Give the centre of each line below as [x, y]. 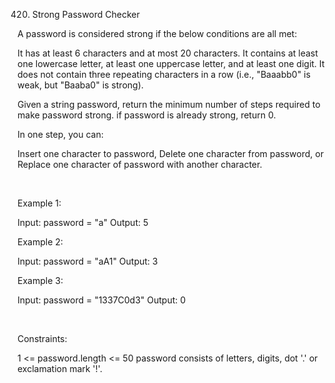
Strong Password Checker [85, 14]
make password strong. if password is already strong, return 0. [147, 115]
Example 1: [39, 203]
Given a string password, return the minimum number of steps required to [169, 104]
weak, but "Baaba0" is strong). [80, 85]
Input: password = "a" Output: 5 [83, 222]
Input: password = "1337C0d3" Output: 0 [102, 300]
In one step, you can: [60, 134]
